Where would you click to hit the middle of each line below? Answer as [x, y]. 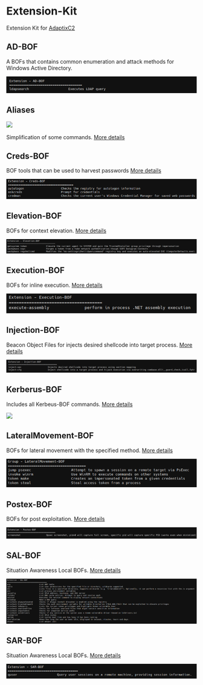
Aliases [21, 110]
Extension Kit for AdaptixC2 [41, 28]
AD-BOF [22, 47]
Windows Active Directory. [39, 68]
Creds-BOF [28, 156]
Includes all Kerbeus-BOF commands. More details [69, 404]
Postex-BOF [29, 504]
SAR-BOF [24, 641]
